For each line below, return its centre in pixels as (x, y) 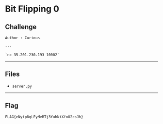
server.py (22, 86)
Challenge (21, 27)
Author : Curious (23, 38)
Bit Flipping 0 (32, 9)
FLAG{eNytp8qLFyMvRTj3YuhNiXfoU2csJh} (44, 117)
